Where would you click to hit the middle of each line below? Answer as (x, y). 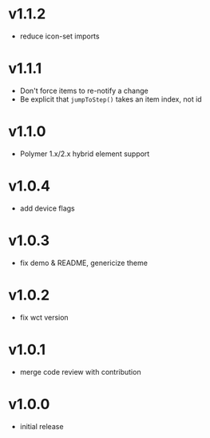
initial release (42, 426)
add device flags (47, 208)
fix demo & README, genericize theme (83, 263)
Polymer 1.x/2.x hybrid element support (85, 154)
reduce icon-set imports (59, 36)
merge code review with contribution (80, 372)
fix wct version (44, 317)
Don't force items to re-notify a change (84, 90)
